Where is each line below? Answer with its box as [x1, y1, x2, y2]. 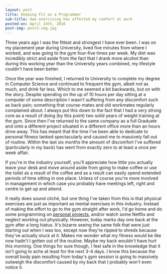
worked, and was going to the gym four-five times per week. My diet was [5, 50, 156, 56]
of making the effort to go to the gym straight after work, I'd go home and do [5, 206, 163, 212]
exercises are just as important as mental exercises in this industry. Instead [5, 201, 160, 207]
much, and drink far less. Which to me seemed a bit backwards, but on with [5, 86, 161, 92]
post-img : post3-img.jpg [5, 26, 57, 31]
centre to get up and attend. [5, 186, 63, 192]
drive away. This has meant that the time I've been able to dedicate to [5, 129, 149, 135]
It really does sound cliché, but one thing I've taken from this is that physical [5, 195, 162, 202]
